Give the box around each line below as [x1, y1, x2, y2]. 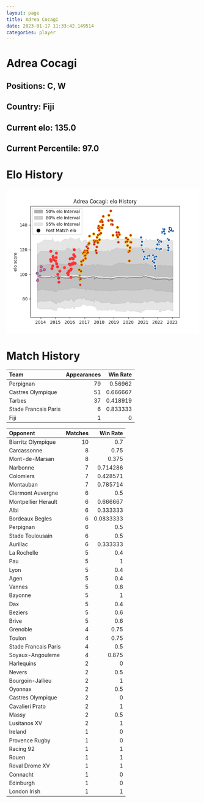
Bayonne [9, 592, 32, 599]
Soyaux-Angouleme [9, 652, 60, 659]
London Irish [9, 788, 41, 795]
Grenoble [9, 626, 32, 633]
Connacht [9, 771, 34, 778]
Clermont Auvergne [9, 489, 59, 497]
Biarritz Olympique [9, 438, 56, 446]
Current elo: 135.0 [6, 123, 76, 133]
